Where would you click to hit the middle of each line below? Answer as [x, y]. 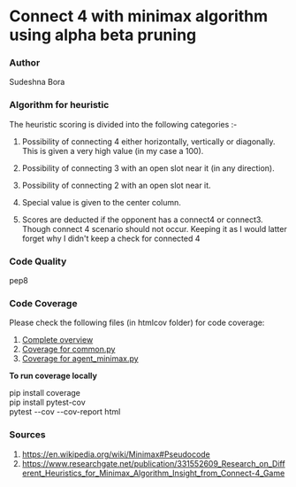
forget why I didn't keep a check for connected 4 [111, 238]
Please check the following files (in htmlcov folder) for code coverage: [137, 323]
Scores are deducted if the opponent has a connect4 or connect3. [142, 220]
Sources [27, 435]
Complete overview [57, 340]
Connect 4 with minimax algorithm [139, 16]
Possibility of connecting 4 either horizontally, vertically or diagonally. [148, 141]
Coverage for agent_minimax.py [80, 359]
